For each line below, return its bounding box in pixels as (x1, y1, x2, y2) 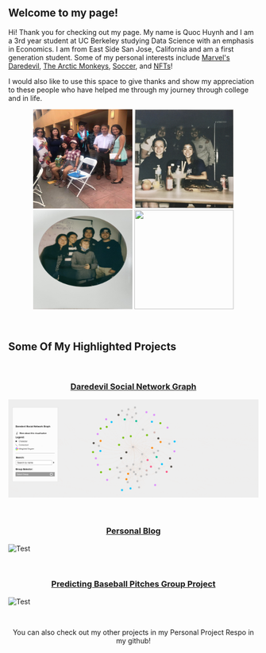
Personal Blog (106, 525, 161, 536)
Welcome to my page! (8, 6, 119, 20)
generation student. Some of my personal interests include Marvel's (8, 52, 230, 62)
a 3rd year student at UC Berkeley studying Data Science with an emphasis (8, 36, 254, 45)
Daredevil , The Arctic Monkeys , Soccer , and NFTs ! (8, 61, 173, 71)
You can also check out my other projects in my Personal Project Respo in (13, 627, 254, 637)
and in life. (8, 93, 42, 102)
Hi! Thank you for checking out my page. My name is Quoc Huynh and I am (8, 27, 254, 36)
